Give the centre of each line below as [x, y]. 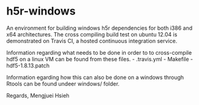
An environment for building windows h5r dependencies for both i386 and [99, 28]
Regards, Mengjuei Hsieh [38, 95]
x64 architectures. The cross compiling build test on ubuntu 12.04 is [92, 34]
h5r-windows [41, 11]
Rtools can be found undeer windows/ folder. [63, 84]
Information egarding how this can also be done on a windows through [95, 77]
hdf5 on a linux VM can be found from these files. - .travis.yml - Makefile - [100, 59]
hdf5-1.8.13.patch [28, 66]
